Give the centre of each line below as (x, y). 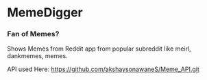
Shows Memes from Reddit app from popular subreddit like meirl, (99, 49)
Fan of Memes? (33, 34)
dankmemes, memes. (37, 56)
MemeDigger (45, 13)
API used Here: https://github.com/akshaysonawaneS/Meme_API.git (103, 69)
